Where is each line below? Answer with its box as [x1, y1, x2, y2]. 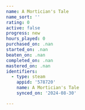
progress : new [6, 30, 41, 36]
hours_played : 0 [6, 36, 45, 42]
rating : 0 [6, 19, 30, 25]
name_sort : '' [6, 14, 41, 20]
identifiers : [6, 68, 38, 74]
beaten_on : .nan [6, 52, 45, 58]
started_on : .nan [6, 47, 48, 53]
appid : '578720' [16, 80, 56, 85]
